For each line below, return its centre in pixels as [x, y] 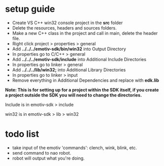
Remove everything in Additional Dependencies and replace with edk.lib [85, 80]
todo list [22, 134]
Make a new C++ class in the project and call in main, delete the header [85, 33]
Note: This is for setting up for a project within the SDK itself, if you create [82, 90]
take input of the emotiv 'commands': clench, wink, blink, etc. [74, 148]
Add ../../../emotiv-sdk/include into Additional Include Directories [79, 59]
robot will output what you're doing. [48, 158]
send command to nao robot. [42, 153]
